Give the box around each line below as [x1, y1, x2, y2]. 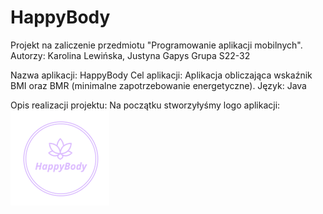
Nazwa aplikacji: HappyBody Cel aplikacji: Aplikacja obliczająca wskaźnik [10, 69, 313, 81]
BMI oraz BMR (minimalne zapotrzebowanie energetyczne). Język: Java [10, 79, 307, 91]
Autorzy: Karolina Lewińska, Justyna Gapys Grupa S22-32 [10, 49, 251, 61]
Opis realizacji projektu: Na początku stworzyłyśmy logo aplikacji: [10, 99, 281, 111]
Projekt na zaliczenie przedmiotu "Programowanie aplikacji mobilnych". [10, 39, 303, 51]
